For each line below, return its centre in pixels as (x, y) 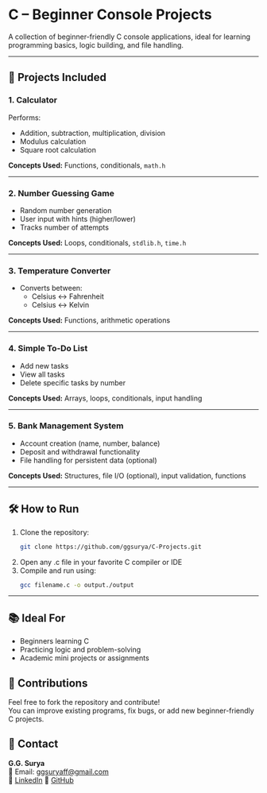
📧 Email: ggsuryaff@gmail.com (58, 772)
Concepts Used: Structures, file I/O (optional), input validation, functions (127, 475)
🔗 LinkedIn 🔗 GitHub (41, 779)
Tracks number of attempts (64, 227)
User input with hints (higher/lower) (78, 219)
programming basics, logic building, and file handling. (96, 44)
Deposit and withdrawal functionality (80, 451)
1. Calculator (33, 100)
